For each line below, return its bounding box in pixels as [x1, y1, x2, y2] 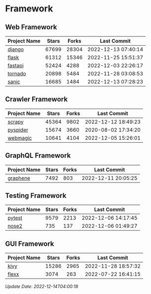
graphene [7, 175, 31, 182]
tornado [7, 70, 26, 77]
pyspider [7, 126, 28, 133]
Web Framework [5, 23, 57, 31]
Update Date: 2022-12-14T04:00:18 [5, 284, 78, 290]
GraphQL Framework [5, 151, 71, 160]
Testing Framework [5, 192, 67, 200]
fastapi [7, 62, 24, 69]
